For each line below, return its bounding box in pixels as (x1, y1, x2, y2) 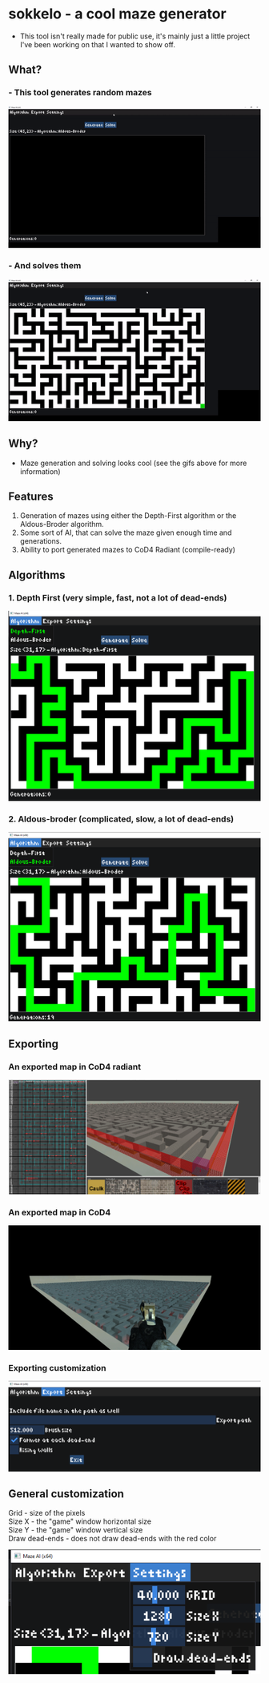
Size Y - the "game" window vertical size (8, 1525, 143, 1535)
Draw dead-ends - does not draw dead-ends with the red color (8, 1534, 217, 1544)
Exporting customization (8, 1363, 106, 1374)
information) (19, 466, 61, 476)
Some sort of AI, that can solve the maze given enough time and (19, 528, 232, 537)
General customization (8, 1487, 124, 1500)
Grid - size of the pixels (8, 1508, 86, 1518)
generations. (19, 536, 62, 546)
